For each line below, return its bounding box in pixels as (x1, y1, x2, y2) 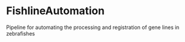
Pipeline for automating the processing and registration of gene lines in (6, 24, 180, 31)
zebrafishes (6, 30, 36, 37)
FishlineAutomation (6, 4, 105, 18)
